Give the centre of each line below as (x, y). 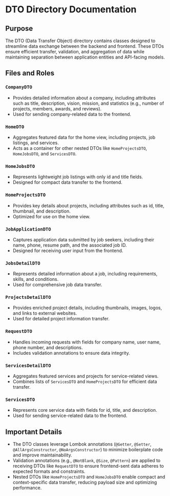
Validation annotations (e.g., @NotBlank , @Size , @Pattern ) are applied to (87, 461)
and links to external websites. (45, 313)
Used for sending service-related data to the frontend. (70, 416)
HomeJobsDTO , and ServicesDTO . (45, 154)
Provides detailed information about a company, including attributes (84, 98)
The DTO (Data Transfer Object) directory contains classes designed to (80, 41)
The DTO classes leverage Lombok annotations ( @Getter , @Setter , (82, 444)
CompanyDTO (19, 87)
